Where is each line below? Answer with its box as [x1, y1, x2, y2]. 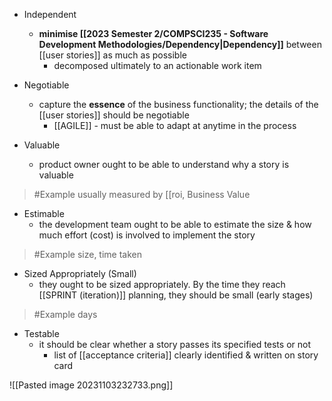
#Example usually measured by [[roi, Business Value [33, 189, 251, 200]
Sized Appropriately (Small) [23, 268, 137, 279]
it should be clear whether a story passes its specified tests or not [38, 339, 311, 350]
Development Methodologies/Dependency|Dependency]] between [38, 39, 322, 50]
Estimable [23, 208, 65, 219]
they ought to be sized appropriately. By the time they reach [38, 279, 286, 290]
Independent [23, 9, 77, 20]
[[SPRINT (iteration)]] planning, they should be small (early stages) [38, 289, 314, 301]
